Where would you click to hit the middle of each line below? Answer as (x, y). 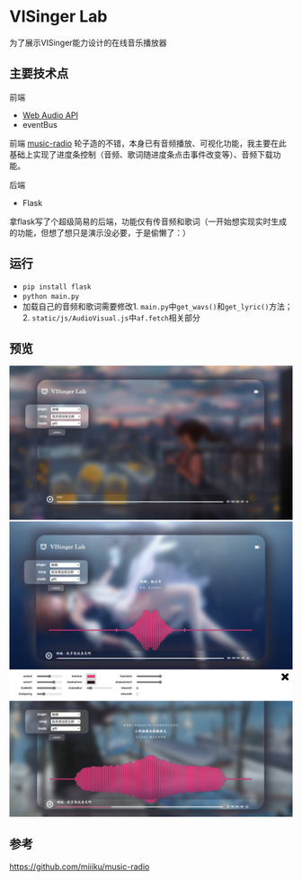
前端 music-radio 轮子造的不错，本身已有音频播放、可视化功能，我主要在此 (148, 143)
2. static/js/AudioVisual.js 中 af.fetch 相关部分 (111, 318)
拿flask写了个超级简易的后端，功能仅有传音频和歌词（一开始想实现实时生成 (148, 221)
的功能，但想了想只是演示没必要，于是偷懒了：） (100, 232)
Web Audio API (50, 115)
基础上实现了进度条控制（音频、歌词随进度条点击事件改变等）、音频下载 (141, 154)
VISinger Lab (58, 17)
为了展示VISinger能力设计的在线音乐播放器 (89, 42)
